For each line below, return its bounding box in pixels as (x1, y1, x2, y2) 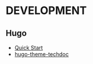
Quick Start (14, 44, 43, 51)
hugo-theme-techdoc (14, 51, 69, 58)
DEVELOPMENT (5, 4, 88, 18)
